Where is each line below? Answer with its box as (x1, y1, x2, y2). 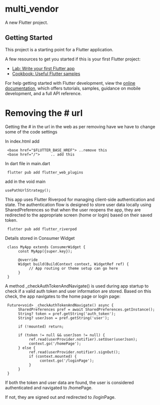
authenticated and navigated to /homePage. (5, 385, 93, 390)
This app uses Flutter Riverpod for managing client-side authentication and (5, 196, 155, 202)
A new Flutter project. (5, 19, 48, 25)
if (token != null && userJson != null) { (17, 332, 105, 337)
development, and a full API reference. (5, 90, 82, 96)
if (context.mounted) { (29, 354, 77, 359)
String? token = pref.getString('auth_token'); (17, 311, 116, 316)
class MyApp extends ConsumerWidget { (7, 245, 86, 250)
